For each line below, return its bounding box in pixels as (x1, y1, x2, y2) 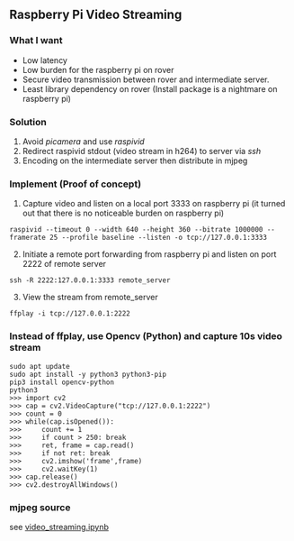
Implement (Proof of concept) (9, 178, 142, 190)
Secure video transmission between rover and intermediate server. (22, 74, 270, 85)
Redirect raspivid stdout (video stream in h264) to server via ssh (22, 145, 262, 156)
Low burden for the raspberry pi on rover (22, 64, 174, 75)
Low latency (22, 54, 67, 66)
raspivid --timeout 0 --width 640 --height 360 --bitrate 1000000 (9, 225, 263, 234)
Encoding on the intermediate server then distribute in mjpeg (22, 155, 248, 166)
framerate (9, 234, 47, 243)
